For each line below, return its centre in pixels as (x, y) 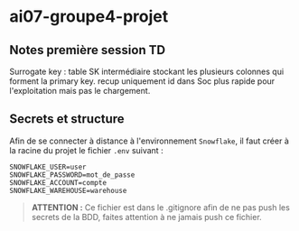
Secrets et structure (67, 119)
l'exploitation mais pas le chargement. (80, 91)
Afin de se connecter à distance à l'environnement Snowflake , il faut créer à (149, 141)
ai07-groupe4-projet (89, 17)
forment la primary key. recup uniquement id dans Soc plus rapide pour (142, 81)
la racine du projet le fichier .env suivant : (87, 150)
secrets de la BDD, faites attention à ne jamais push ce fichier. (146, 217)
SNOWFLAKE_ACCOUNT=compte (58, 182)
